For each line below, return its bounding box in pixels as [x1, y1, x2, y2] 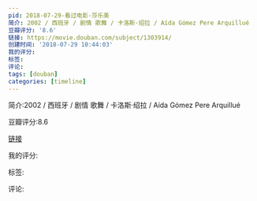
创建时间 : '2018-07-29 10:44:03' [8, 41, 114, 49]
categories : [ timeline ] [8, 77, 87, 85]
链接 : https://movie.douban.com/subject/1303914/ [8, 33, 172, 42]
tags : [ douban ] [8, 70, 58, 78]
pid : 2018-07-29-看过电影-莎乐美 [8, 11, 110, 20]
